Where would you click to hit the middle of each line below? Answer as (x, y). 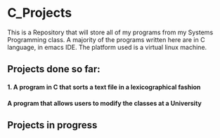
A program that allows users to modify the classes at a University (104, 103)
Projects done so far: (54, 69)
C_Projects (40, 13)
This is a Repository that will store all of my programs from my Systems (110, 32)
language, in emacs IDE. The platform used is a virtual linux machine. (107, 47)
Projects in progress (52, 125)
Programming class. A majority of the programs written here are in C (106, 39)
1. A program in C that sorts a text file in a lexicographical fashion (104, 87)
